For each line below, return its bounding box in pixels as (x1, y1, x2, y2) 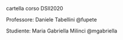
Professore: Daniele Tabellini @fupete (6, 16, 97, 23)
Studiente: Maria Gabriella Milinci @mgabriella (6, 27, 118, 34)
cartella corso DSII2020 (6, 5, 63, 12)
